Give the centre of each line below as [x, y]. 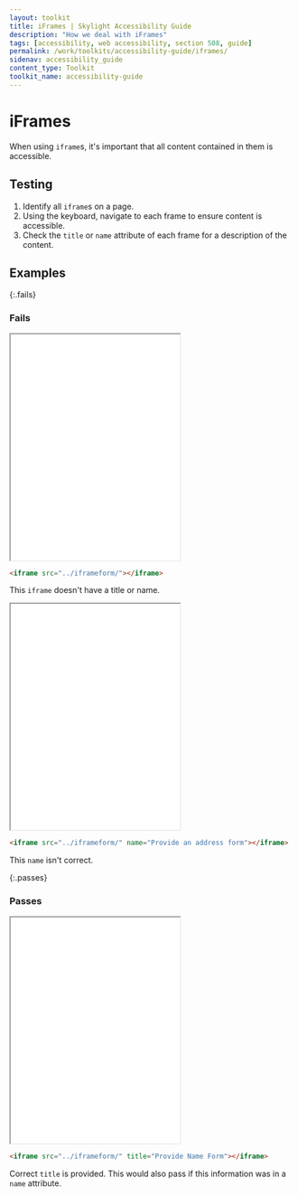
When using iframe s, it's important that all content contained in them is [141, 146]
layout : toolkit [40, 18]
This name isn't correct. [51, 861]
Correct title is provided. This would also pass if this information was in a [148, 1173]
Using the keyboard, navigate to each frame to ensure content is [142, 216]
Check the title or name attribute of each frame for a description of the [154, 235]
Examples [37, 273]
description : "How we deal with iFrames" [88, 34]
